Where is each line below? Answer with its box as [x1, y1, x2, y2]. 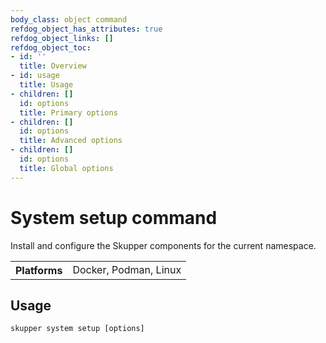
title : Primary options [19, 107, 118, 118]
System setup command [10, 206, 218, 229]
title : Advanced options [19, 136, 123, 146]
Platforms [15, 263, 63, 277]
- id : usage [10, 71, 60, 81]
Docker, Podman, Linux [72, 262, 182, 276]
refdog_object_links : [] [10, 33, 114, 43]
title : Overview [19, 61, 87, 71]
